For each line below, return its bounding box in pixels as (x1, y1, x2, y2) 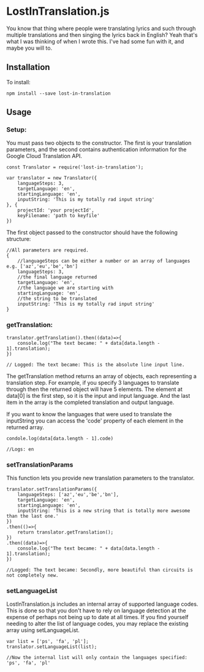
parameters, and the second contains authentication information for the (6, 146, 187, 153)
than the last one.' (6, 513, 59, 520)
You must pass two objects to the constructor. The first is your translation (6, 140, 192, 147)
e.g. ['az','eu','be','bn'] (6, 263, 78, 270)
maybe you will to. (6, 44, 53, 52)
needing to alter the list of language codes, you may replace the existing (6, 620, 189, 628)
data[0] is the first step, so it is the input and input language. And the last (6, 392, 191, 399)
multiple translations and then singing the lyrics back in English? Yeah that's (6, 31, 198, 38)
